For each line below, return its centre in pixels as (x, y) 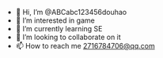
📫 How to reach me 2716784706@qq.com (85, 46)
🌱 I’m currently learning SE (59, 29)
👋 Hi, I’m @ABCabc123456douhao (71, 12)
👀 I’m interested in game (55, 20)
